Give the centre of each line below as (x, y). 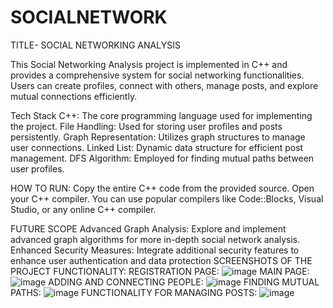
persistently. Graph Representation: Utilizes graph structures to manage (158, 137)
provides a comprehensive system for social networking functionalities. (157, 75)
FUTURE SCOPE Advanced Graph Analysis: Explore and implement (148, 228)
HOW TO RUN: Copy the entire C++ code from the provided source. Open (162, 188)
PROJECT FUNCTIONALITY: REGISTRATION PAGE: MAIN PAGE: (160, 271)
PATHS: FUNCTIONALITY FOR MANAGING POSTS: (134, 292)
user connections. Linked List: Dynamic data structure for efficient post (157, 147)
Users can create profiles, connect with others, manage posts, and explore (164, 85)
